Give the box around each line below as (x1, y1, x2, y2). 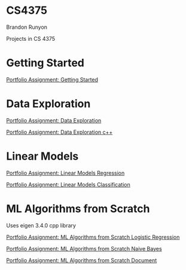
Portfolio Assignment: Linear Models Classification (6, 181, 130, 188)
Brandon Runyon (6, 23, 48, 31)
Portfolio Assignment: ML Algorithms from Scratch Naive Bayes (6, 245, 163, 252)
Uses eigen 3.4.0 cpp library (6, 221, 77, 229)
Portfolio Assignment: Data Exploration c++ (6, 128, 113, 136)
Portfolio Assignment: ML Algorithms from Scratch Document (6, 256, 157, 264)
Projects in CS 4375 (6, 35, 56, 42)
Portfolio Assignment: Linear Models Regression (6, 169, 125, 176)
